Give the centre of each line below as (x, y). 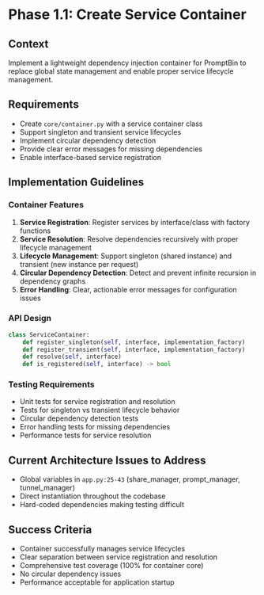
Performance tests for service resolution (85, 435)
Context (28, 44)
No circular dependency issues (70, 574)
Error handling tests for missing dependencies (95, 427)
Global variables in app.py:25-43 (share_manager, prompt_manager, (130, 479)
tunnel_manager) (47, 488)
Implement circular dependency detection (88, 140)
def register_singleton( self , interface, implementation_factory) (134, 342)
